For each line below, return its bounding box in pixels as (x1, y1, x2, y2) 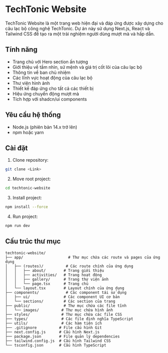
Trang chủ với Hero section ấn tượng (12, 59, 88, 65)
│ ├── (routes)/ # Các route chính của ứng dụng (5, 264, 134, 269)
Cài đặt (5, 144, 28, 152)
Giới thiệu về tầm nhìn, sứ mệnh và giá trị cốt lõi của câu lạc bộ (12, 64, 142, 70)
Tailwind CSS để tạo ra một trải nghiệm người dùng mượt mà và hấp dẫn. (5, 31, 155, 37)
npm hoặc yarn (12, 129, 44, 135)
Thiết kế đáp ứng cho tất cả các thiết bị (12, 85, 94, 91)
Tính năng (5, 45, 38, 54)
